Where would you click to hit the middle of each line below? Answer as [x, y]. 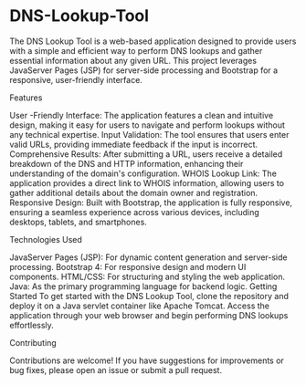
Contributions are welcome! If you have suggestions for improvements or [147, 360]
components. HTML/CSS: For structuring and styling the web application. [148, 276]
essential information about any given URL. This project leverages [133, 60]
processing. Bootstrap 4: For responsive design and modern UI [128, 266]
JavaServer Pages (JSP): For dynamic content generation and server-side [148, 257]
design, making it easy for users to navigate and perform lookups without [148, 125]
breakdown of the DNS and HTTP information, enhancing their [127, 163]
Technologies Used [46, 239]
